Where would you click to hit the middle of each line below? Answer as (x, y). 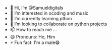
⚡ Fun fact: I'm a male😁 (35, 42)
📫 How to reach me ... (33, 30)
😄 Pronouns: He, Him (33, 37)
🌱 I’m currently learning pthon (41, 18)
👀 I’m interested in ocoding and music (49, 13)
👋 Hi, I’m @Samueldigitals (37, 8)
